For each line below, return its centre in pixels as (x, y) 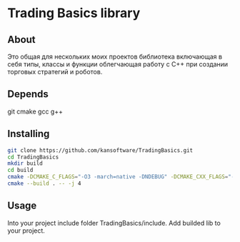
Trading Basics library (74, 13)
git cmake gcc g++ (35, 111)
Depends (28, 94)
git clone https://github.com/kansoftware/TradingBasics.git (100, 150)
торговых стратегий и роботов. (55, 72)
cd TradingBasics (33, 157)
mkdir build (25, 163)
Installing (29, 134)
